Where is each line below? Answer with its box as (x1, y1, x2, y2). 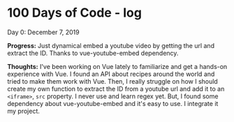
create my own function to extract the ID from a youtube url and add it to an (7, 84, 225, 93)
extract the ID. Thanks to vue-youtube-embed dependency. (7, 49, 179, 57)
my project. (7, 107, 41, 115)
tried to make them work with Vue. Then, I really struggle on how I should (7, 77, 218, 85)
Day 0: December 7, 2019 (7, 28, 80, 36)
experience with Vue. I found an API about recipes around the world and (7, 70, 215, 78)
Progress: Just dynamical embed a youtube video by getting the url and (7, 41, 215, 49)
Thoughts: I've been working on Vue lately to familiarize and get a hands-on (7, 62, 228, 70)
